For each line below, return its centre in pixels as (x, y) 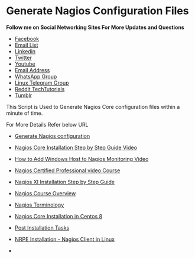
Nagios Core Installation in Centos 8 (58, 216)
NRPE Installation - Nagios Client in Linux (65, 239)
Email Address (32, 70)
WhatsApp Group (36, 76)
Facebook (27, 38)
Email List (26, 45)
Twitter (23, 57)
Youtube (25, 64)
